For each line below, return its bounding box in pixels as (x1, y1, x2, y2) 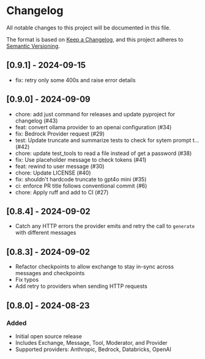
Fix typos (15, 276, 39, 284)
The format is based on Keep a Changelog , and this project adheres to (6, 36, 184, 43)
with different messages (15, 229, 76, 236)
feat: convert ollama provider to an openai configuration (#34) (15, 123, 172, 130)
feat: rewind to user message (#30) (15, 162, 105, 170)
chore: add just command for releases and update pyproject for (15, 110, 176, 118)
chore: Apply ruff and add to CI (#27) (15, 188, 109, 196)
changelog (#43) (15, 117, 58, 124)
